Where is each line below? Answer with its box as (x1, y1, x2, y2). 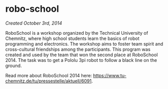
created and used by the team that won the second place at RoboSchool (5, 52, 158, 58)
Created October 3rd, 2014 (5, 20, 62, 26)
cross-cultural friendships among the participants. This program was (5, 46, 151, 52)
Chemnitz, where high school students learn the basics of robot (5, 35, 140, 41)
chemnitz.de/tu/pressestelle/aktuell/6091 (5, 78, 92, 84)
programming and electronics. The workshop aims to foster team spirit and (5, 40, 163, 47)
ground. (5, 62, 22, 69)
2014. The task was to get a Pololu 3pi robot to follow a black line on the (5, 57, 157, 63)
